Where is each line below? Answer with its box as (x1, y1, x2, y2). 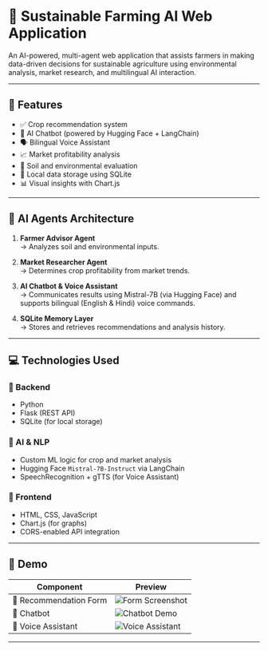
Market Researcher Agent (19, 257, 108, 267)
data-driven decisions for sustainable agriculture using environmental (8, 59, 237, 69)
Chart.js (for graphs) (19, 518, 88, 528)
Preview (135, 581, 167, 592)
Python (19, 399, 44, 410)
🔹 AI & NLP (8, 437, 50, 448)
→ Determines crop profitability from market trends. (19, 265, 190, 275)
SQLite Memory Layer (19, 313, 94, 323)
